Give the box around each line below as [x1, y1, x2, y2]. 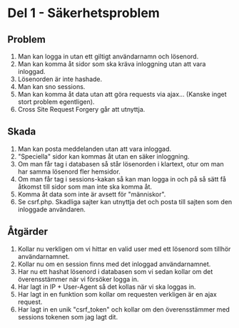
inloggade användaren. [17, 205, 86, 213]
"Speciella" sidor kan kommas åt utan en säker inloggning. [17, 152, 190, 161]
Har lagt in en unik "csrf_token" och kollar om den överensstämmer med [17, 305, 230, 314]
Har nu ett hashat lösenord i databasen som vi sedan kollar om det [17, 267, 213, 275]
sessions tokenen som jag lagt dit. [17, 312, 118, 321]
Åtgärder [7, 226, 49, 238]
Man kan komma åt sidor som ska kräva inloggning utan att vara [17, 60, 206, 68]
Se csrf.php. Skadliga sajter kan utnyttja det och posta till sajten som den [17, 197, 233, 206]
